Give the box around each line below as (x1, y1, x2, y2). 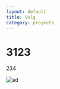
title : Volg (6, 14, 36, 20)
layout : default (6, 8, 46, 15)
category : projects (6, 20, 55, 26)
